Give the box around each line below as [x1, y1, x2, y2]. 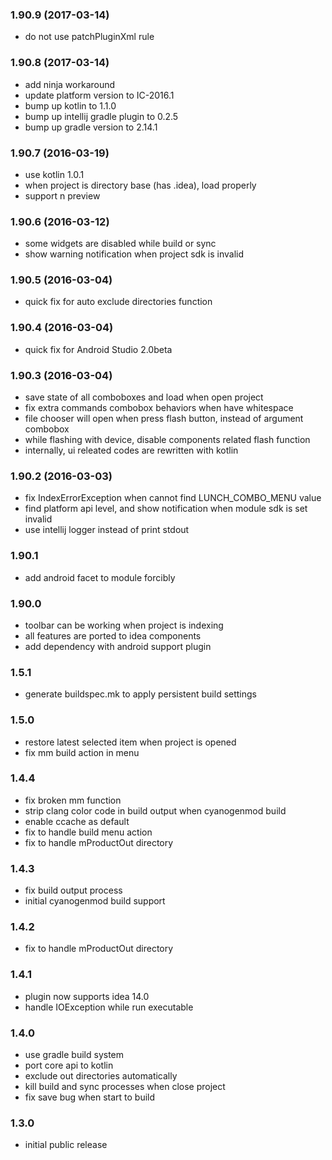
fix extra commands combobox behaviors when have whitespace [24, 402, 294, 414]
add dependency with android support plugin [24, 640, 212, 652]
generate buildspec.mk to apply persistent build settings [24, 688, 258, 700]
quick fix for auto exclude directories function [24, 296, 213, 308]
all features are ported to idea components [24, 629, 202, 642]
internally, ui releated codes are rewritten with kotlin [24, 444, 239, 457]
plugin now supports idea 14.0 [24, 990, 150, 1002]
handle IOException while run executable [24, 1001, 194, 1013]
